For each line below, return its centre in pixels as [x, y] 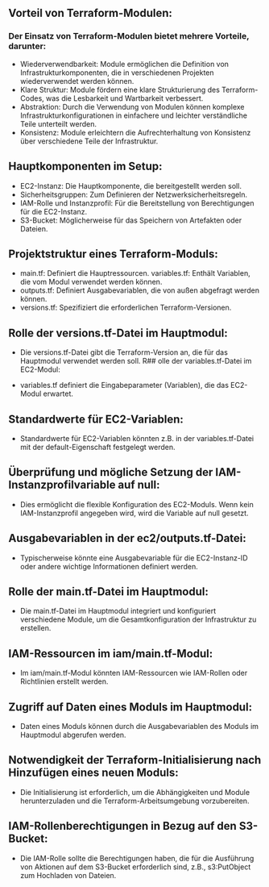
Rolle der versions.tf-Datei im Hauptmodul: [118, 333]
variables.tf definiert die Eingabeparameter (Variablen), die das [124, 385]
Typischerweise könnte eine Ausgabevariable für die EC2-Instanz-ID [134, 558]
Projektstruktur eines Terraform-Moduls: [114, 254]
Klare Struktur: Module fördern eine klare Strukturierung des [120, 90]
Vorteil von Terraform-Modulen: [91, 13]
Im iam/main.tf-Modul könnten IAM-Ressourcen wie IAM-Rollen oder [134, 673]
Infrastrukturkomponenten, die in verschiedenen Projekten [117, 73]
